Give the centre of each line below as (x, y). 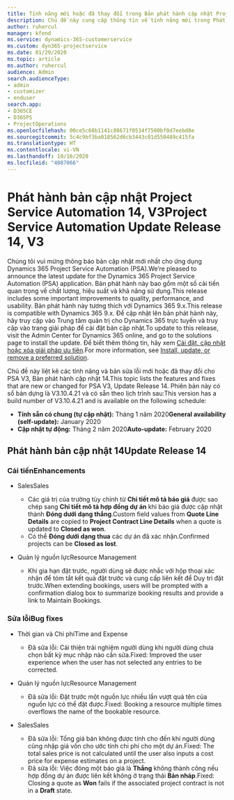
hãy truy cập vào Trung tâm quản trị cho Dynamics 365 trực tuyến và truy (112, 320)
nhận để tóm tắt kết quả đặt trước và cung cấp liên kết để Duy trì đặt (126, 578)
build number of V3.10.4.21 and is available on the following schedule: (107, 400)
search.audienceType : (39, 78)
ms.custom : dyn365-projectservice (57, 46)
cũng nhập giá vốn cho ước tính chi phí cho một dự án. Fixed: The (121, 746)
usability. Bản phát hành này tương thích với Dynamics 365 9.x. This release (115, 305)
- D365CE (20, 111)
